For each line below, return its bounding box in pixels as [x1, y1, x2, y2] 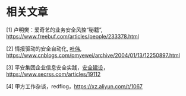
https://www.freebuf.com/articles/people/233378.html [6, 33, 140, 40]
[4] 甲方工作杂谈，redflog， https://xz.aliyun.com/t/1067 [6, 82, 143, 89]
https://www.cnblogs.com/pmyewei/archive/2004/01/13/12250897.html [6, 52, 180, 59]
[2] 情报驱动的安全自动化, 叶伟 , [6, 45, 82, 52]
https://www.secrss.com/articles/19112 [6, 71, 101, 78]
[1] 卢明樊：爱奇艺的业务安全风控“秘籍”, [6, 26, 103, 33]
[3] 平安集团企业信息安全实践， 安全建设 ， [6, 63, 109, 71]
